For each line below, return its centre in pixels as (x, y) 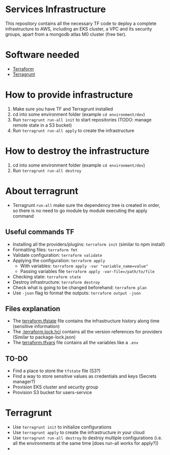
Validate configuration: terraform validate (57, 255)
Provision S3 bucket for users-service (52, 392)
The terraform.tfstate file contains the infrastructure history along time (86, 321)
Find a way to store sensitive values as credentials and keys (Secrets (84, 376)
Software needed (42, 55)
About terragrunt (42, 191)
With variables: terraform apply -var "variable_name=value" (84, 266)
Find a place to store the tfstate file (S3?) (57, 371)
